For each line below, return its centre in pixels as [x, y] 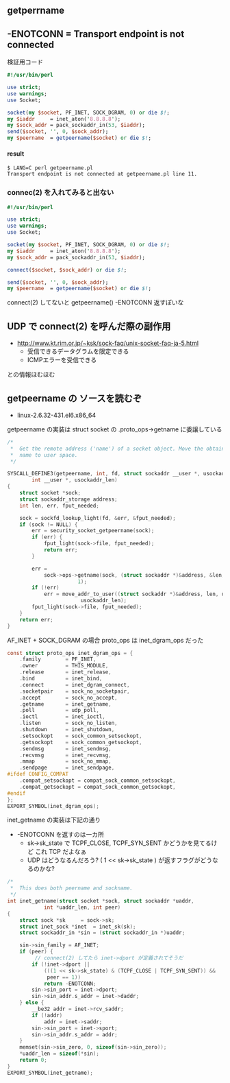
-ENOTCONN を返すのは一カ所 [61, 835]
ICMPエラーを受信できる [62, 360]
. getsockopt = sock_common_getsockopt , [81, 742]
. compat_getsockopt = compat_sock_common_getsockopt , [98, 787]
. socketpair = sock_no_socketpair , [75, 691]
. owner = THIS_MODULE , [64, 666]
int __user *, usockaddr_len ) [75, 480]
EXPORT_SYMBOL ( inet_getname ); [50, 1073]
